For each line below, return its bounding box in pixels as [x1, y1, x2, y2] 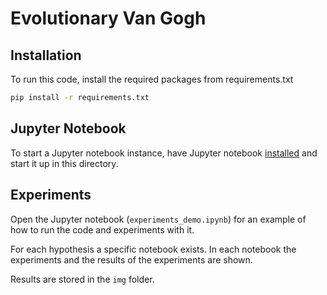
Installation [10, 47, 82, 64]
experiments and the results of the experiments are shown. [10, 253, 253, 266]
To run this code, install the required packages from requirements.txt [10, 73, 294, 85]
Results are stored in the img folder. [10, 273, 155, 285]
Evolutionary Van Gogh [10, 7, 207, 30]
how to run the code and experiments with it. [10, 223, 195, 236]
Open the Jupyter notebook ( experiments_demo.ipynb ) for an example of [10, 213, 307, 225]
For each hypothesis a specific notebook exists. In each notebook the [10, 243, 297, 255]
